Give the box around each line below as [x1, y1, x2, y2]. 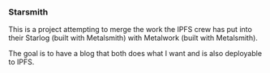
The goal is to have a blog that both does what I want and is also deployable [8, 49, 262, 59]
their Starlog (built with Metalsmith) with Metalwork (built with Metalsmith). [8, 33, 258, 43]
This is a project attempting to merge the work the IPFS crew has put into [8, 25, 253, 34]
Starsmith [8, 6, 49, 18]
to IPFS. [8, 57, 35, 67]
